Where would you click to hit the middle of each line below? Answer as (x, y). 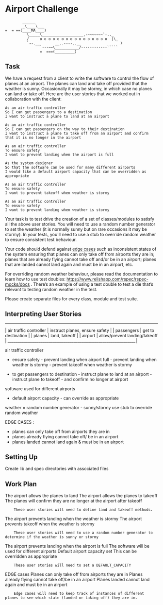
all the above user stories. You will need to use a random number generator (80, 224)
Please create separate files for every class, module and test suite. (72, 299)
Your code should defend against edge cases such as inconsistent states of (81, 249)
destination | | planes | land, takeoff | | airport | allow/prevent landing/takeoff (81, 335)
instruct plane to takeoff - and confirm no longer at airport (70, 379)
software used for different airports (40, 389)
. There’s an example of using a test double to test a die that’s (92, 284)
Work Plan (21, 484)
